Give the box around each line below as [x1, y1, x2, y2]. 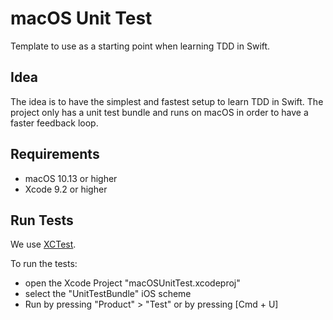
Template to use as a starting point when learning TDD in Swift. [10, 40, 271, 52]
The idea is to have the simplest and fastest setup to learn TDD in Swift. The [10, 95, 324, 107]
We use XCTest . [10, 238, 77, 251]
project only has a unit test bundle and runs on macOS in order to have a [10, 106, 309, 118]
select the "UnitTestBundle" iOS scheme [24, 288, 192, 300]
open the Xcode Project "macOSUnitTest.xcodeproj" [24, 277, 241, 289]
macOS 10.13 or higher [24, 172, 118, 184]
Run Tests [10, 212, 74, 229]
